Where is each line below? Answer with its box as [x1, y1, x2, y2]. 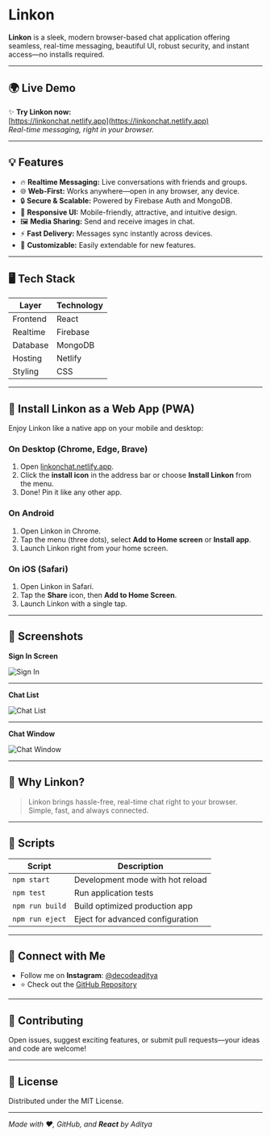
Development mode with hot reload [73, 874, 207, 885]
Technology [56, 300, 103, 311]
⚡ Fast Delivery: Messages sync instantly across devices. [19, 228, 213, 238]
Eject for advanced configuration [73, 913, 199, 925]
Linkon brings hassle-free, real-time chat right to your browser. [27, 796, 238, 806]
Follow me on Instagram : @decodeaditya [19, 971, 159, 980]
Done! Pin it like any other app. [19, 487, 123, 497]
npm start [12, 875, 50, 884]
